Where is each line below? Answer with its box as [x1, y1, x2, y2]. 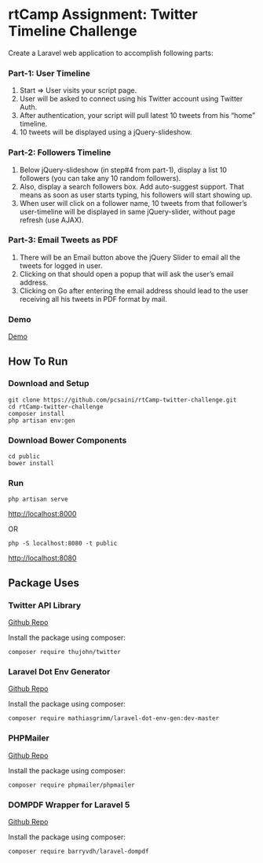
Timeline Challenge [8, 22, 137, 40]
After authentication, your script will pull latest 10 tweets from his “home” [19, 111, 256, 120]
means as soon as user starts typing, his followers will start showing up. [19, 190, 253, 200]
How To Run [8, 354, 68, 368]
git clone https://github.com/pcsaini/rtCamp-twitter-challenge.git [8, 395, 237, 404]
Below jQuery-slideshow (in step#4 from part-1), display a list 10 [19, 165, 228, 174]
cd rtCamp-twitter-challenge [8, 402, 104, 410]
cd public [8, 453, 41, 461]
